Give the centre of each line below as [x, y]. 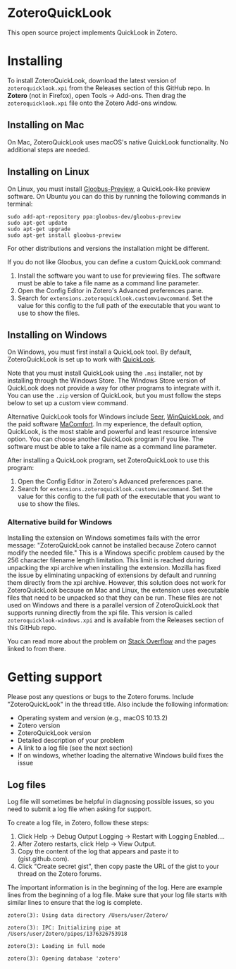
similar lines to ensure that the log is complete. [75, 903]
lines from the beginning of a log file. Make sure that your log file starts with [117, 895]
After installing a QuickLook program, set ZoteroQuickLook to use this [108, 460]
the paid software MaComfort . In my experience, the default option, [105, 424]
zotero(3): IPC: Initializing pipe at [64, 928]
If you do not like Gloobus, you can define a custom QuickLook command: [114, 261]
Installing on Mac [46, 125]
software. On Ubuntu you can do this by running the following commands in [117, 196]
